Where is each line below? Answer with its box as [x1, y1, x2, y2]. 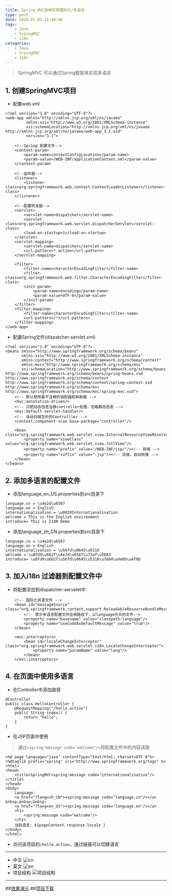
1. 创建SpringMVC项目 [5, 86, 77, 95]
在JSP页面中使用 [12, 733, 49, 739]
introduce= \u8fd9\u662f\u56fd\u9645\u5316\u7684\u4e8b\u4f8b [5, 557, 141, 562]
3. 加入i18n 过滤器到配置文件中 [5, 572, 102, 581]
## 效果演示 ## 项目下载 [5, 885, 54, 891]
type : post [5, 12, 29, 17]
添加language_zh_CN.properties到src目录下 [12, 528, 105, 535]
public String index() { [14, 710, 68, 715]
